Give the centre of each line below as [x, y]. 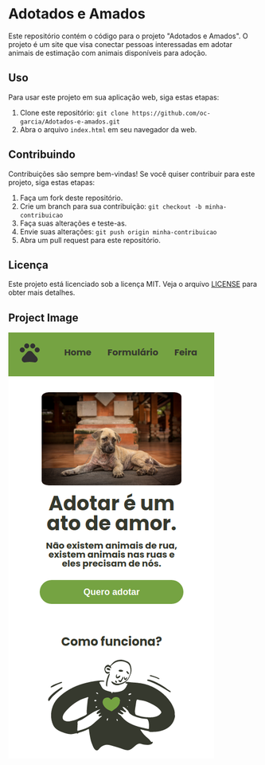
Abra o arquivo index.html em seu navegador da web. [108, 129]
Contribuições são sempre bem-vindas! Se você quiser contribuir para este [132, 174]
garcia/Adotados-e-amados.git [70, 122]
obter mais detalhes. [42, 292]
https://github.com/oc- [171, 113]
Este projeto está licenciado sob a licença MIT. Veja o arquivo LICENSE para [132, 284]
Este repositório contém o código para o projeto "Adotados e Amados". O [128, 36]
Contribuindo [42, 155]
